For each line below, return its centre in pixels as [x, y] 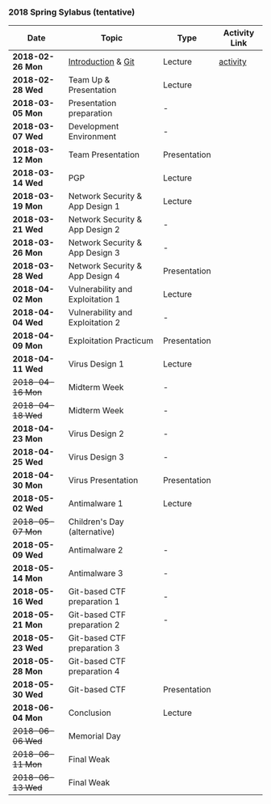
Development [94, 126]
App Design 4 [94, 276]
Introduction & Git [101, 61]
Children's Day [96, 522]
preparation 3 [94, 648]
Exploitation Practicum [111, 341]
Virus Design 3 [96, 457]
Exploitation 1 [94, 299]
